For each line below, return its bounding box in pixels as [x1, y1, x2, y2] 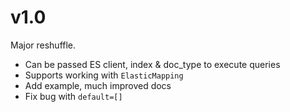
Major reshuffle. [10, 39, 77, 51]
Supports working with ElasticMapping [24, 69, 184, 81]
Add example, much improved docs [24, 79, 172, 91]
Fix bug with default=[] [24, 90, 123, 102]
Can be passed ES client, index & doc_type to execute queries [24, 58, 281, 70]
